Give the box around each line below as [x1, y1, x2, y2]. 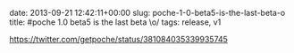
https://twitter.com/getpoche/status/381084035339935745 [9, 34, 228, 44]
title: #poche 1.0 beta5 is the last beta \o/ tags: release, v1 [9, 17, 222, 27]
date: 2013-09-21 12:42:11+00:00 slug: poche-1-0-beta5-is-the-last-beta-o [9, 8, 286, 18]
